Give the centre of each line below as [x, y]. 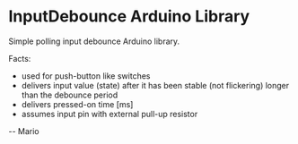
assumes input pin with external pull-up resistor [110, 114]
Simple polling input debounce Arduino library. [94, 41]
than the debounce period [70, 95]
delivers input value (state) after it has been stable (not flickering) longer [155, 85]
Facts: [20, 58]
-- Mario [24, 131]
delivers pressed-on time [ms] [77, 104]
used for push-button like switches [86, 76]
